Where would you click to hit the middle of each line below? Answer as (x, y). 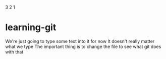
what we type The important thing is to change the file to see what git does (83, 46)
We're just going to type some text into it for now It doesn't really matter (80, 41)
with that (14, 51)
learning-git (31, 27)
